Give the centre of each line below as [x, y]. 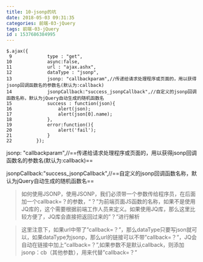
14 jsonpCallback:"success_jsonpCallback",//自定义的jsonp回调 [101, 92]
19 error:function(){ [50, 125]
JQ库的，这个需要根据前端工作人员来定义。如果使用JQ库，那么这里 [105, 209]
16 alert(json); [49, 109]
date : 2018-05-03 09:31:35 [40, 18]
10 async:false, [43, 62]
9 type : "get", [46, 57]
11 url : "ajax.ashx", [51, 67]
